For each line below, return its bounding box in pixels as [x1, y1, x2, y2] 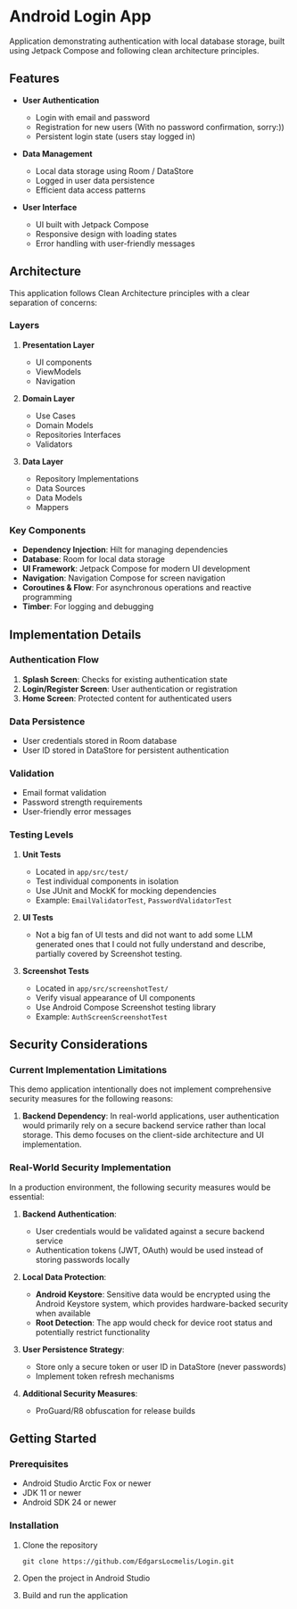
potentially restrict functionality [35, 1326, 151, 1337]
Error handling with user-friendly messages [35, 238, 195, 249]
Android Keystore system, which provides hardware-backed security [35, 1298, 288, 1308]
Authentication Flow [9, 654, 100, 666]
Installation [9, 1519, 60, 1531]
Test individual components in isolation [35, 876, 179, 887]
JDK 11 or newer [21, 1488, 82, 1498]
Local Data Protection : [21, 1271, 107, 1282]
